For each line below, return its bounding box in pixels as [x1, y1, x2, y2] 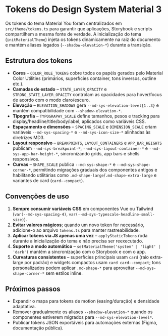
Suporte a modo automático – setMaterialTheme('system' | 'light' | [12, 243, 161, 249]
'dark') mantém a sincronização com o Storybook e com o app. [12, 248, 146, 255]
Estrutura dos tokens [5, 57, 73, 65]
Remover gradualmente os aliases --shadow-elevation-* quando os [12, 309, 153, 315]
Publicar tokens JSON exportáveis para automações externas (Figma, [12, 320, 157, 326]
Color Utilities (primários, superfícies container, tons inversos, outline [12, 75, 156, 81]
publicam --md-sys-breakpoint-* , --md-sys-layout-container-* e [12, 145, 148, 151]
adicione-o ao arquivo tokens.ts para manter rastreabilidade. [12, 227, 140, 233]
